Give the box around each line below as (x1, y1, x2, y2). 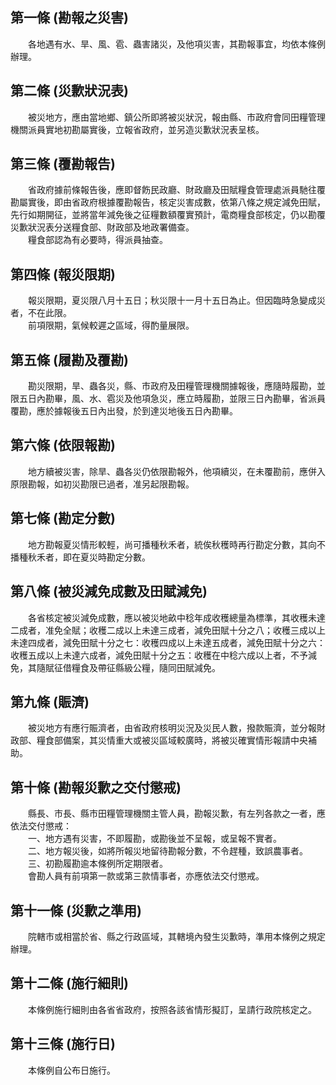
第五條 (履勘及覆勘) (10, 351, 129, 368)
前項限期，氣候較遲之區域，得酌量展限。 (27, 319, 195, 332)
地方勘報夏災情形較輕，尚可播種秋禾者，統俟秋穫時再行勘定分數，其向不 (27, 538, 326, 550)
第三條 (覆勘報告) (10, 156, 116, 173)
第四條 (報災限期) (10, 266, 116, 283)
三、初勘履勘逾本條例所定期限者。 (27, 858, 168, 870)
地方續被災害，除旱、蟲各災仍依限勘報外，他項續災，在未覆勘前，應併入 (27, 465, 326, 477)
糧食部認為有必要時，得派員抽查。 (27, 234, 168, 246)
